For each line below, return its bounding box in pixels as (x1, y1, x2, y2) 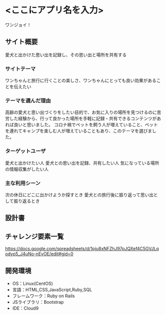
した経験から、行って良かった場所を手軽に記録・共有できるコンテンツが (9, 116, 157, 122)
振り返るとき (13, 198, 40, 204)
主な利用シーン (5, 180, 41, 186)
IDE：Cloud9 (12, 305, 39, 311)
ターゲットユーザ (5, 148, 46, 155)
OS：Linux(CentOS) (12, 280, 54, 286)
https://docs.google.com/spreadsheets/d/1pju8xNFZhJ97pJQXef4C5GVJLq (5, 246, 160, 252)
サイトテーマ (5, 65, 36, 72)
